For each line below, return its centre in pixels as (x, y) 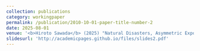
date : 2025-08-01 (28, 28)
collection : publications (38, 11)
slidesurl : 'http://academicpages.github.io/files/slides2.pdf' (87, 39)
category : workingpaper (36, 17)
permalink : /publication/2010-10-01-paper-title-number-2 (79, 22)
